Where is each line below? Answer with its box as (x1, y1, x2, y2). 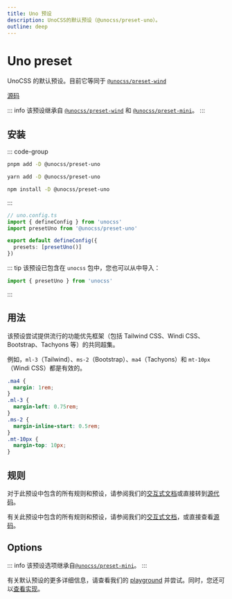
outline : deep (7, 23, 48, 30)
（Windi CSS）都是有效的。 (7, 364, 87, 372)
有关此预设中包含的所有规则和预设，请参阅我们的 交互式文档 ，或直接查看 (7, 513, 213, 521)
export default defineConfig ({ (7, 237, 98, 244)
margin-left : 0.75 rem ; (13, 403, 79, 410)
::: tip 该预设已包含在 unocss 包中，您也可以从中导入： (7, 264, 161, 271)
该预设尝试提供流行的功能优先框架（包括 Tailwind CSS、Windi (7, 331, 184, 340)
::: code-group (7, 147, 48, 156)
